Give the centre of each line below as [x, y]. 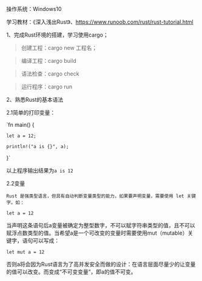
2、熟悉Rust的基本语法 [35, 100]
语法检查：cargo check [50, 74]
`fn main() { [20, 125]
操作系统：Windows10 [34, 9]
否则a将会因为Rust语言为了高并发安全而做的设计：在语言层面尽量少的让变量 [101, 264]
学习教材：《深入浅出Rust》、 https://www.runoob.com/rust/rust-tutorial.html [100, 22]
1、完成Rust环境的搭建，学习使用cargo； [57, 35]
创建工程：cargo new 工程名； [59, 48]
